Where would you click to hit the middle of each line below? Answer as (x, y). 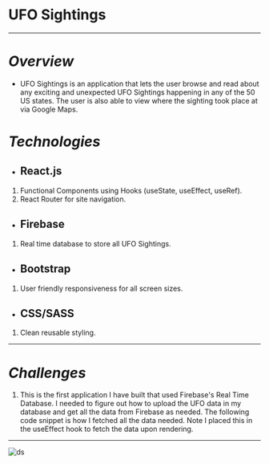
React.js (41, 171)
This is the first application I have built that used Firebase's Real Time (134, 395)
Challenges (47, 373)
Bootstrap (45, 269)
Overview (41, 61)
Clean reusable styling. (58, 333)
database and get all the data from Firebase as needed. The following (134, 412)
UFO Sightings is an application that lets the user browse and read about (139, 83)
